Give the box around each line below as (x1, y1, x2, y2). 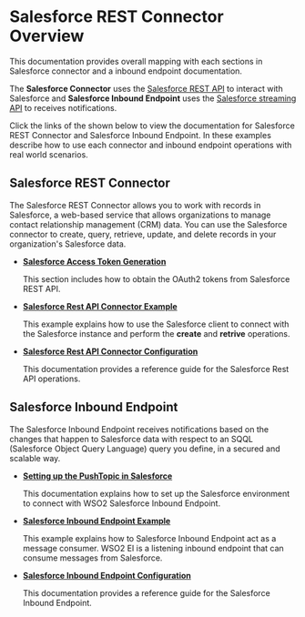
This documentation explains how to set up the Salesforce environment (22, 488, 290, 499)
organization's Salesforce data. (9, 238, 127, 249)
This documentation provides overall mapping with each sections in (9, 56, 263, 66)
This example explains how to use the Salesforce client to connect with (22, 319, 290, 329)
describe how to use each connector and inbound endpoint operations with (9, 139, 292, 150)
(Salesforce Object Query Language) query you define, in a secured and (9, 443, 280, 454)
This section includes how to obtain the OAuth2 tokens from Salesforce (22, 273, 290, 284)
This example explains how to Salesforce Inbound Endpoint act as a (22, 532, 277, 543)
